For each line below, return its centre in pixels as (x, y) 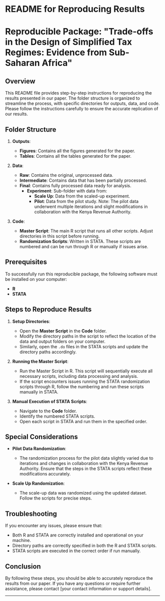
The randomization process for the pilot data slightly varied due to (86, 458)
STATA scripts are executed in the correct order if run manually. (76, 551)
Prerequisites (26, 262)
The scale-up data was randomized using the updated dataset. (83, 493)
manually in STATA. (39, 392)
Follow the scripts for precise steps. (56, 498)
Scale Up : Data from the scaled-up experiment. (82, 196)
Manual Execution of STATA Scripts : (50, 401)
